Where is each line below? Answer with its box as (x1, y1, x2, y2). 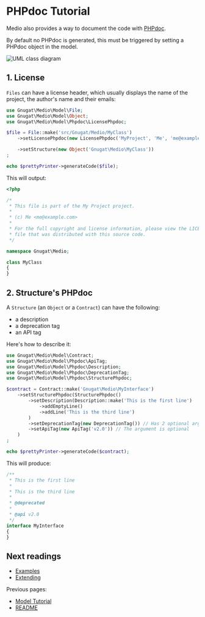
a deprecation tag (15, 322, 60, 329)
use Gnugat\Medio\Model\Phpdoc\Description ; (6, 363, 121, 370)
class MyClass (6, 259, 43, 265)
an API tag (15, 328, 41, 336)
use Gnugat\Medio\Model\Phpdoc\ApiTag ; (6, 358, 108, 364)
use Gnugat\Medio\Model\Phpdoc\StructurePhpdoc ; (6, 375, 132, 381)
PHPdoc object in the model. (6, 43, 78, 50)
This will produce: (6, 460, 51, 467)
